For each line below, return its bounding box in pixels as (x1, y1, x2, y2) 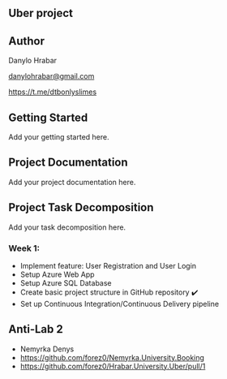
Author (8, 34, 45, 48)
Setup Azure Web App (19, 269, 95, 279)
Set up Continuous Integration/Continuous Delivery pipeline (19, 299, 220, 308)
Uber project (8, 6, 74, 20)
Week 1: (8, 243, 41, 254)
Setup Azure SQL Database (19, 278, 112, 287)
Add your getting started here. (8, 132, 109, 142)
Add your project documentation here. (8, 177, 136, 187)
